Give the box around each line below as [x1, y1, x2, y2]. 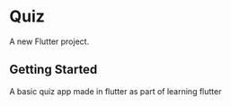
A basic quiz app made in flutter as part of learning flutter [9, 85, 222, 96]
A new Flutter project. [9, 36, 90, 47]
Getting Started [9, 62, 98, 77]
